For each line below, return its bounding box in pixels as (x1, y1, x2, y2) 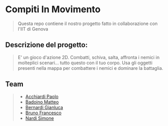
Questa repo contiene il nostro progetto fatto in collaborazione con (17, 20, 158, 27)
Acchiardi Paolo (25, 93, 59, 99)
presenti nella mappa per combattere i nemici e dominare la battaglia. (17, 65, 163, 71)
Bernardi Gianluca (25, 104, 64, 110)
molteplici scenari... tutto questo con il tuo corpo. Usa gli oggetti (17, 60, 153, 66)
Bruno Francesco (25, 110, 62, 116)
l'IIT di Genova (17, 26, 48, 32)
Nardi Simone (25, 115, 54, 121)
